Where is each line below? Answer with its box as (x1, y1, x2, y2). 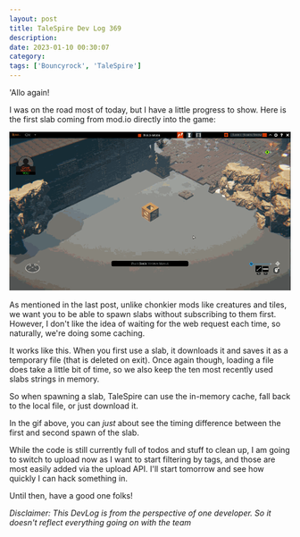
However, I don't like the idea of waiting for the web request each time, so (9, 318, 281, 329)
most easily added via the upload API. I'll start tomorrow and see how (9, 463, 265, 474)
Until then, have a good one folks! (9, 490, 133, 500)
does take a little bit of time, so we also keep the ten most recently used (9, 364, 274, 374)
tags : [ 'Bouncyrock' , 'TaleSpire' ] (9, 62, 142, 71)
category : (9, 52, 46, 62)
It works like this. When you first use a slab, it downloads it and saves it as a (9, 345, 288, 356)
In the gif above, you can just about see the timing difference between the (9, 417, 281, 428)
